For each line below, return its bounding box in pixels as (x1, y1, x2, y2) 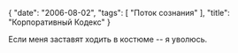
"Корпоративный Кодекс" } (8, 17, 111, 27)
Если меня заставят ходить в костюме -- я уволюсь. (8, 34, 208, 44)
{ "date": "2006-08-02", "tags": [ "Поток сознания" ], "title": (8, 8, 231, 18)
